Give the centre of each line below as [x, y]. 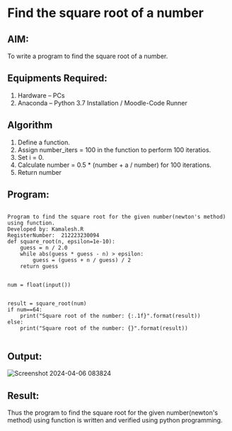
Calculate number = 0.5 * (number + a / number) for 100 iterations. [115, 165]
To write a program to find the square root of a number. [88, 56]
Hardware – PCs [41, 95]
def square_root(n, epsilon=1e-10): [61, 242]
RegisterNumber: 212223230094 [53, 236]
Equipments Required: [57, 78]
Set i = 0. [31, 157]
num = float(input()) [39, 285]
